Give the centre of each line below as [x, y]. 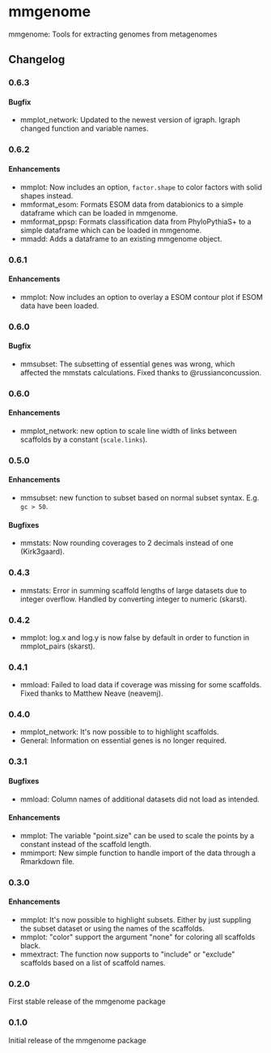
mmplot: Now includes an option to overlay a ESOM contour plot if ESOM [141, 297]
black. [30, 945]
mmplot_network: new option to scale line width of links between [128, 430]
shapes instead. [47, 195]
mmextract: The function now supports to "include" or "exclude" [127, 954]
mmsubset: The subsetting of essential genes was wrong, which [127, 364]
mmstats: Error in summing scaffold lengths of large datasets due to [133, 590]
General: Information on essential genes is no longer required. [123, 741]
